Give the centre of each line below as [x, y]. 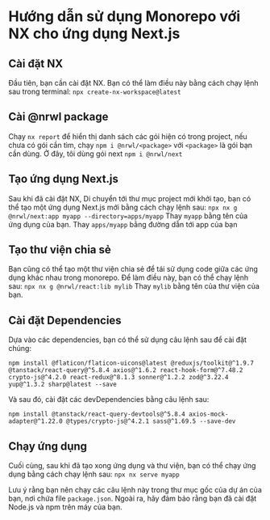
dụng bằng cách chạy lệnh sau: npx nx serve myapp [94, 474]
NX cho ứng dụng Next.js [94, 34]
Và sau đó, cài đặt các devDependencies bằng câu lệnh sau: [109, 400]
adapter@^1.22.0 [35, 421]
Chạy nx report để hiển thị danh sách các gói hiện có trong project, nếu [128, 136]
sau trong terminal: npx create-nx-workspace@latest [95, 91]
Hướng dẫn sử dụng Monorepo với [125, 17]
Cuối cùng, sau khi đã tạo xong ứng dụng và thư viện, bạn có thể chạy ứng [132, 466]
